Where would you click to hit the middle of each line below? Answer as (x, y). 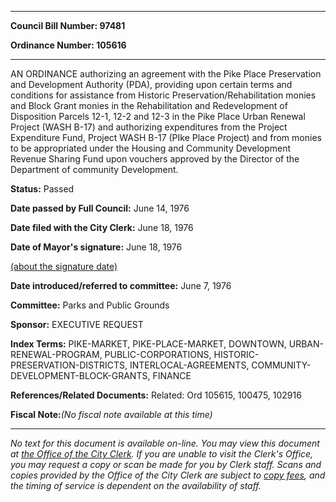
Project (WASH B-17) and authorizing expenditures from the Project (149, 127)
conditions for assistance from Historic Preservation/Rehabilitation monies (163, 95)
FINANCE (172, 375)
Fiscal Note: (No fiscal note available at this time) (111, 414)
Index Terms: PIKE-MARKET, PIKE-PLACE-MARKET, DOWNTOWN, (148, 344)
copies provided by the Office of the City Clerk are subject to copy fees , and (168, 475)
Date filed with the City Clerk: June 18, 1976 (102, 227)
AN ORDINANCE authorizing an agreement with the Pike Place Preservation (166, 74)
